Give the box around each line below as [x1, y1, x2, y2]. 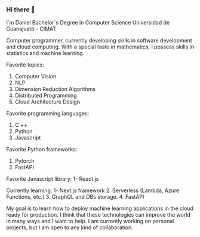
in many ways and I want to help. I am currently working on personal [6, 218, 174, 225]
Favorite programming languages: [6, 110, 90, 117]
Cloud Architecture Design [14, 98, 81, 105]
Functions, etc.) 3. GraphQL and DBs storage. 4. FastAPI [6, 193, 144, 200]
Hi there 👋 [6, 5, 36, 14]
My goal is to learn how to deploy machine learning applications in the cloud [6, 205, 194, 212]
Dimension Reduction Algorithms [14, 86, 96, 93]
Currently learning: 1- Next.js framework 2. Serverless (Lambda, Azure [6, 187, 180, 194]
